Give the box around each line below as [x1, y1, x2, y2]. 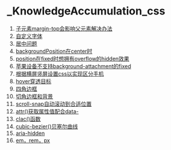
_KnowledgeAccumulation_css [7, 4, 166, 18]
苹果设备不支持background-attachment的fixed [15, 62, 132, 70]
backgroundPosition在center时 [15, 47, 92, 55]
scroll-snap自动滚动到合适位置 [15, 100, 92, 107]
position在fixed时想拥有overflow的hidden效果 [15, 55, 129, 62]
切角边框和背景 [15, 92, 53, 100]
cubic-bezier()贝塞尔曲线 [15, 122, 78, 130]
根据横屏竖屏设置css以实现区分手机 [15, 70, 105, 77]
